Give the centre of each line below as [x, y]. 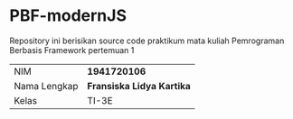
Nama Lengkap [46, 86]
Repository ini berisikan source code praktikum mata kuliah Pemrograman [147, 41]
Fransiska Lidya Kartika [139, 86]
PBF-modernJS [68, 16]
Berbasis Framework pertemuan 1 [72, 50]
